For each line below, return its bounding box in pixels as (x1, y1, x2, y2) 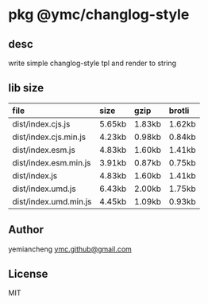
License (8, 267, 48, 281)
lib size (8, 81, 44, 95)
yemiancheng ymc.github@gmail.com (8, 244, 133, 254)
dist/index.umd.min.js (12, 196, 92, 207)
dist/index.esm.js (12, 144, 75, 155)
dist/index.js (12, 170, 58, 181)
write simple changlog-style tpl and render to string (8, 58, 177, 68)
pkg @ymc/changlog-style (8, 6, 190, 24)
